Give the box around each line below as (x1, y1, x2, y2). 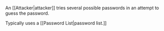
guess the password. (5, 10, 49, 16)
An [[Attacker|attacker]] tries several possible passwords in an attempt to (5, 5, 159, 11)
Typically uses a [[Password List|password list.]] (5, 20, 107, 26)
